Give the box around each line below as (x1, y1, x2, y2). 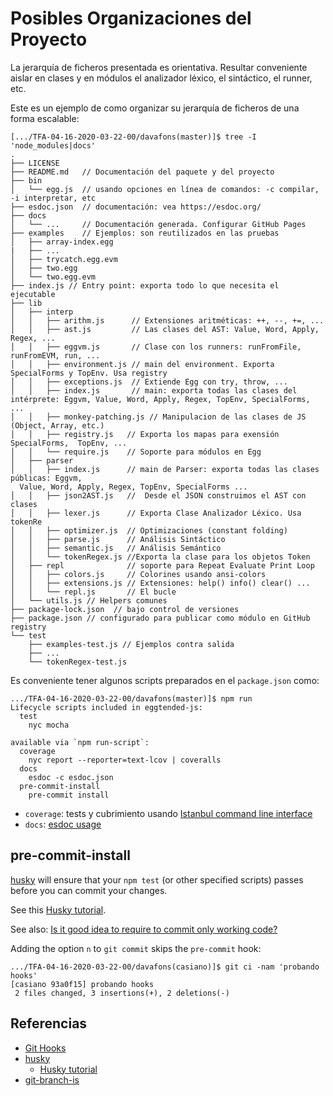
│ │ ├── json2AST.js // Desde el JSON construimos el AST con (10, 490, 307, 501)
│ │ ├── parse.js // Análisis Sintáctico (10, 534, 226, 544)
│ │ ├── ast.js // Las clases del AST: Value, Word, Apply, (10, 324, 320, 334)
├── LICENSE (10, 158, 60, 168)
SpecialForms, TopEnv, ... (10, 438, 128, 448)
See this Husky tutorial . (10, 903, 107, 916)
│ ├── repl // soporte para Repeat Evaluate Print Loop (10, 560, 315, 571)
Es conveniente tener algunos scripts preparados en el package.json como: (10, 674, 320, 686)
